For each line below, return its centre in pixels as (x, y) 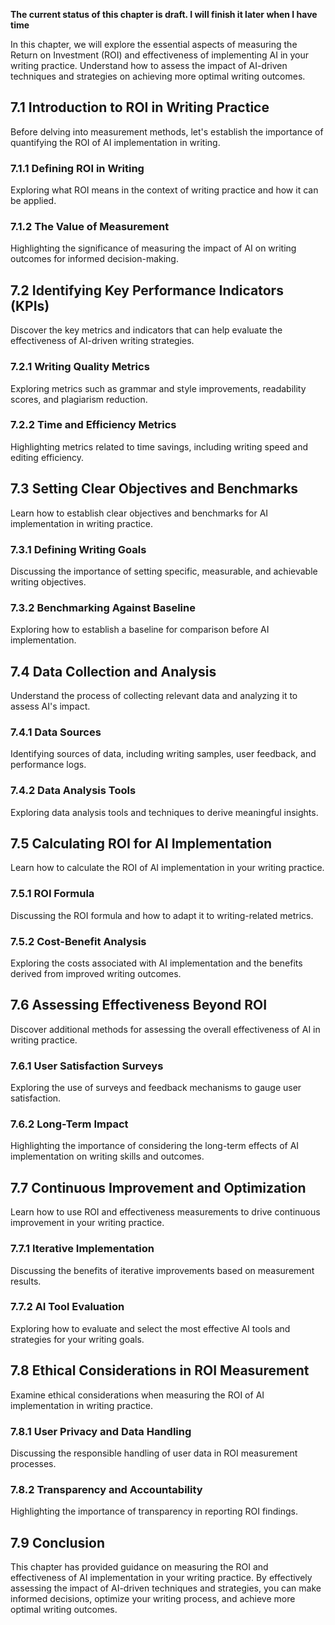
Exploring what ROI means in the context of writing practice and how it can (164, 190)
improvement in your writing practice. (87, 1223)
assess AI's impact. (50, 706)
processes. (33, 1463)
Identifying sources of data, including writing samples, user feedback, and (163, 754)
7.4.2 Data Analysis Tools (73, 791)
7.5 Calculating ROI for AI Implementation (141, 844)
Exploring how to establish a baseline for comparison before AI (140, 630)
